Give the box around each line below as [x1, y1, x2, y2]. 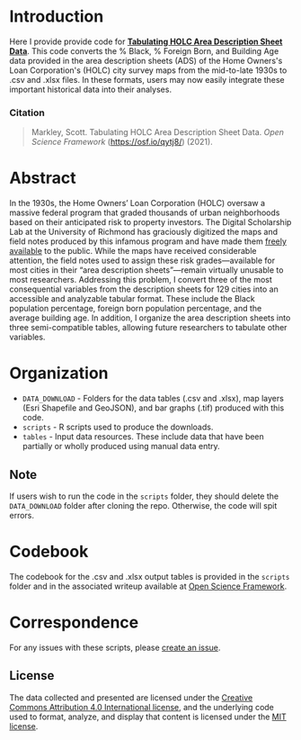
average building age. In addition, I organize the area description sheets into [9, 312, 291, 323]
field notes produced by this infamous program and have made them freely [9, 236, 288, 247]
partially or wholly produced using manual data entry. [22, 441, 220, 452]
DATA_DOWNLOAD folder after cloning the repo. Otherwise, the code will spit [9, 500, 278, 510]
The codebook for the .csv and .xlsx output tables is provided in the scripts [9, 571, 290, 582]
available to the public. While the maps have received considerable [9, 246, 257, 257]
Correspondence [9, 612, 139, 633]
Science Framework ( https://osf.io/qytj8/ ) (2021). [31, 137, 213, 148]
